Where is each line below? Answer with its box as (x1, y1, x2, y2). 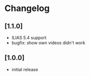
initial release (11, 66, 38, 72)
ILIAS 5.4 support (11, 35, 47, 40)
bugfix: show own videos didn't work (11, 40, 86, 46)
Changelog (4, 3, 50, 14)
